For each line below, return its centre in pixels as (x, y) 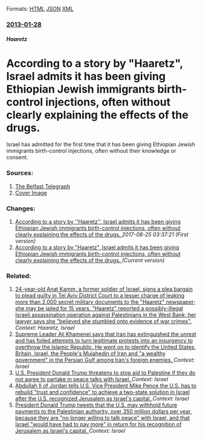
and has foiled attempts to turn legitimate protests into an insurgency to (104, 341)
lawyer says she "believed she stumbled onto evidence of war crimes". (103, 321)
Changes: (21, 208)
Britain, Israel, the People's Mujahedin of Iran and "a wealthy (90, 353)
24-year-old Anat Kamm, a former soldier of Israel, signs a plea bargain (104, 289)
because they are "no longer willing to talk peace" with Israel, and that (102, 418)
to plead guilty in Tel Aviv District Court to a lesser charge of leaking (100, 296)
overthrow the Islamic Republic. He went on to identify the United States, (105, 347)
